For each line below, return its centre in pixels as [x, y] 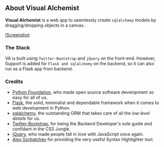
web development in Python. [41, 108]
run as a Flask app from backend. [39, 69]
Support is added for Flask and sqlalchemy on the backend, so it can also [80, 64]
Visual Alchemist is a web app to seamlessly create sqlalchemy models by [81, 20]
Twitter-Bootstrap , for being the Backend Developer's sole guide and [82, 124]
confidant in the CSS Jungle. [41, 129]
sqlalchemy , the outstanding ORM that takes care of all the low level [81, 113]
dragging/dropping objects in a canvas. [45, 25]
